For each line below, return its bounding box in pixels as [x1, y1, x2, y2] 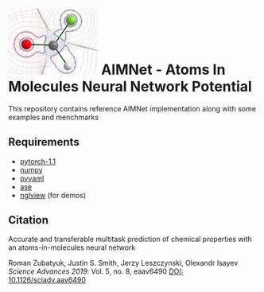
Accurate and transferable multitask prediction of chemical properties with [8, 235, 253, 244]
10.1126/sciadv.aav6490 [8, 275, 86, 285]
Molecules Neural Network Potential [8, 77, 252, 95]
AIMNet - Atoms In [100, 60, 226, 79]
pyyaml [19, 173, 45, 183]
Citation [8, 213, 49, 227]
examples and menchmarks [8, 112, 99, 122]
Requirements [8, 135, 80, 149]
